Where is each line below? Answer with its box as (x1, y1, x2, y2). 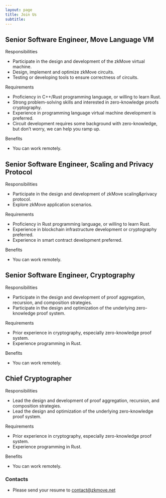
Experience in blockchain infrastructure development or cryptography (12, 227, 157, 232)
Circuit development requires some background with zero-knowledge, (12, 121, 158, 127)
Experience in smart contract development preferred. (12, 237, 123, 243)
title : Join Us (5, 12, 37, 17)
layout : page (5, 7, 33, 13)
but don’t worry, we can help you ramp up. (12, 126, 101, 132)
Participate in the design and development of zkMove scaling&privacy (12, 191, 157, 196)
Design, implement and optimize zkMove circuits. (12, 69, 114, 75)
